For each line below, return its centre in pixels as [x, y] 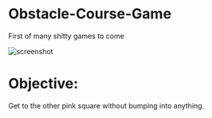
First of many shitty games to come [67, 36]
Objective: [43, 84]
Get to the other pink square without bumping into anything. [106, 105]
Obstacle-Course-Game [90, 14]
